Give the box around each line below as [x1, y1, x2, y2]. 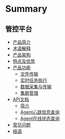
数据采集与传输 [20, 84, 52, 90]
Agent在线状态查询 [20, 116, 60, 121]
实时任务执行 [20, 77, 47, 83]
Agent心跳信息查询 [20, 109, 60, 115]
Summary [5, 3, 47, 15]
